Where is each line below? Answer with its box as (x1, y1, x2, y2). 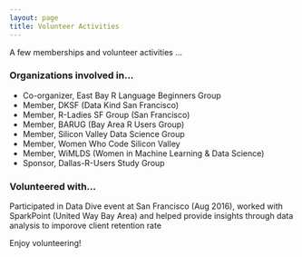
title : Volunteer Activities (9, 22, 120, 31)
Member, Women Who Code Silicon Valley (22, 138, 180, 149)
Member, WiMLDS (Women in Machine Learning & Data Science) (22, 147, 265, 159)
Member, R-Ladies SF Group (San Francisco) (22, 109, 190, 120)
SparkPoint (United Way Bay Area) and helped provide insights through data (9, 211, 294, 222)
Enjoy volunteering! (9, 238, 82, 249)
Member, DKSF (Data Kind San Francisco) (22, 99, 180, 110)
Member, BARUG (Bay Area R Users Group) (22, 119, 185, 130)
